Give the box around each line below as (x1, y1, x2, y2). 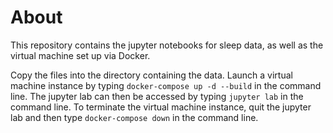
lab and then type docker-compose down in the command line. (10, 111, 259, 123)
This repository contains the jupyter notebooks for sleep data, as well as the (10, 39, 324, 51)
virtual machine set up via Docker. (10, 49, 151, 61)
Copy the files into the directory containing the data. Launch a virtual (10, 69, 293, 81)
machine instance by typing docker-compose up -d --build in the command (10, 79, 322, 91)
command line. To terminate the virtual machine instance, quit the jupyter (10, 101, 312, 113)
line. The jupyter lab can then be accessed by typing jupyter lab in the (10, 90, 304, 102)
